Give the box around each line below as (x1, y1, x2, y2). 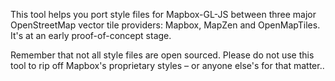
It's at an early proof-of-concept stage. (10, 30, 172, 41)
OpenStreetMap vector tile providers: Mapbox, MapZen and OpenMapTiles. (10, 19, 321, 31)
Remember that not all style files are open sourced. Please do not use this (10, 49, 315, 61)
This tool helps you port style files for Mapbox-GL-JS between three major (10, 9, 317, 20)
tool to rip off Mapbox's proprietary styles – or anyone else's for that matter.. (10, 60, 325, 71)
